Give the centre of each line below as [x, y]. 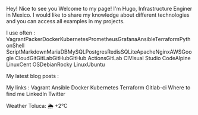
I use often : [21, 33]
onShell [15, 45]
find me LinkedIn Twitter [36, 94]
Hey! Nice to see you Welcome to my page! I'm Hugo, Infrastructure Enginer [99, 9]
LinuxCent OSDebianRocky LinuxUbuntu [56, 64]
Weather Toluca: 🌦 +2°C [37, 106]
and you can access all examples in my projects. [65, 21]
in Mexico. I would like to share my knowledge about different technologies [98, 15]
